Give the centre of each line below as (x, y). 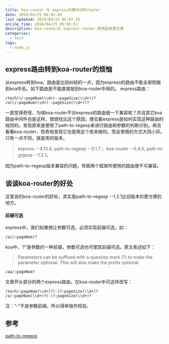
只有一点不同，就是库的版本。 (36, 138)
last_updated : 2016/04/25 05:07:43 (43, 19)
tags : (11, 43)
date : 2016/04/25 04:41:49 (34, 15)
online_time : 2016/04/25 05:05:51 (42, 24)
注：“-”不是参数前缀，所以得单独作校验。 (48, 306)
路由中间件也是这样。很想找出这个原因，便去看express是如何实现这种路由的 (85, 119)
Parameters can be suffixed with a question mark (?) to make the (85, 257)
